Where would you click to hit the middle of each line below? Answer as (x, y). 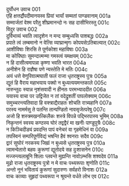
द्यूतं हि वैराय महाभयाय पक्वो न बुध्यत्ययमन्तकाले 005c (57, 83)
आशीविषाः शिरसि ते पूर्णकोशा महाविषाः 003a (47, 49)
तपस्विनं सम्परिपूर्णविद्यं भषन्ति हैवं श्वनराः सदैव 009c (55, 136)
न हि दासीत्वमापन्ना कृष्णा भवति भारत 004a (46, 63)
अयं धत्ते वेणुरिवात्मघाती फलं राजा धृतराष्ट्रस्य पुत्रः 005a (57, 76)
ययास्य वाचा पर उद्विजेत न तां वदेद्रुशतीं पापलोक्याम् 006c (59, 96)
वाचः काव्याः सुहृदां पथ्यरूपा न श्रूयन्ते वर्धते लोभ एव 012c (58, 176)
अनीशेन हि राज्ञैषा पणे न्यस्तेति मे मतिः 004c (47, 69)
